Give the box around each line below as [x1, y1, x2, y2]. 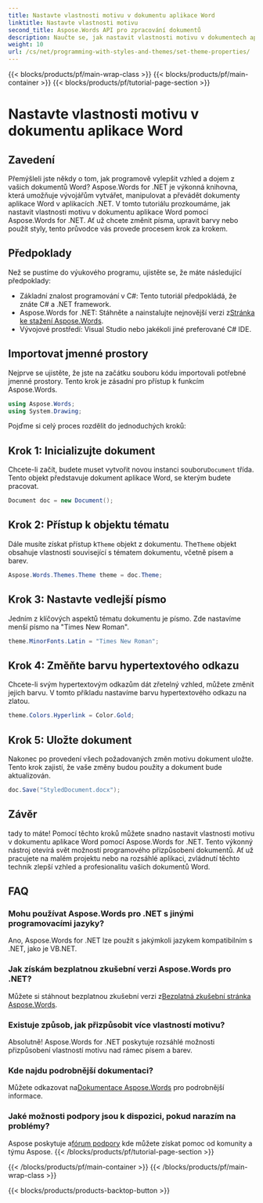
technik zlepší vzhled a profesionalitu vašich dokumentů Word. [8, 862, 211, 871]
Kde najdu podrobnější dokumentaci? [8, 1065, 154, 1076]
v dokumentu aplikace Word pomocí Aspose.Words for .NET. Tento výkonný [8, 837, 253, 846]
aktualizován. [8, 771, 51, 780]
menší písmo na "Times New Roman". [8, 622, 129, 632]
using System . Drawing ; [8, 407, 82, 415]
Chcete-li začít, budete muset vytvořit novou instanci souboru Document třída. [8, 465, 254, 475]
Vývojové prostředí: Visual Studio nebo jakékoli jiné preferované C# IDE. [19, 324, 252, 334]
